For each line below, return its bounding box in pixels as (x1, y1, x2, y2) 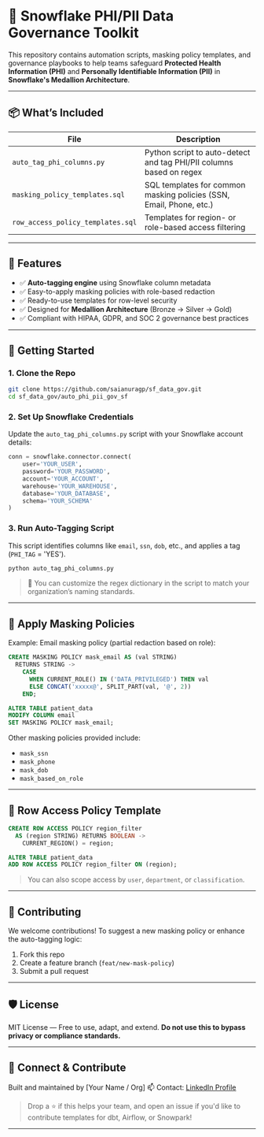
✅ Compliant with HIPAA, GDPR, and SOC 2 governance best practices (19, 313, 249, 322)
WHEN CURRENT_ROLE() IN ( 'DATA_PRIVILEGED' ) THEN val (28, 675, 210, 683)
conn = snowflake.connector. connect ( (8, 453, 132, 461)
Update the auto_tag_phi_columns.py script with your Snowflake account (8, 429, 244, 439)
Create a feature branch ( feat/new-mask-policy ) (19, 958, 175, 968)
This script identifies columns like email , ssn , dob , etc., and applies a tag (8, 541, 241, 550)
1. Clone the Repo (8, 367, 76, 378)
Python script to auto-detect (144, 147, 251, 158)
